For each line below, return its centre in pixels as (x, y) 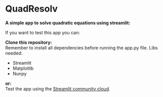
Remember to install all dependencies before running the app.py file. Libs (81, 47)
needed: (14, 53)
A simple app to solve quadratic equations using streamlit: (68, 23)
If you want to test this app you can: (43, 32)
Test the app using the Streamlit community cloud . (58, 88)
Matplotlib (23, 68)
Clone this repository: (29, 42)
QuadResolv (32, 9)
